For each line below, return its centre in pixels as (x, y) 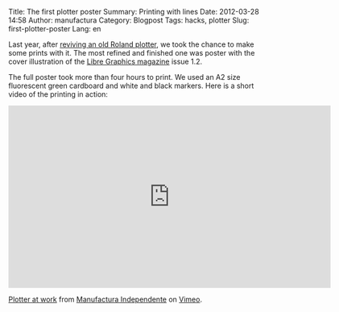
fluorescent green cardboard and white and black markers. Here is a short (131, 85)
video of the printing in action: (58, 94)
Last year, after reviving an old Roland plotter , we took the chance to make (131, 44)
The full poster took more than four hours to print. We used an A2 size (124, 77)
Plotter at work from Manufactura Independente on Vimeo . (105, 299)
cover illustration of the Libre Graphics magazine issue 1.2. (105, 61)
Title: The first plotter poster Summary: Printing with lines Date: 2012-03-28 (134, 12)
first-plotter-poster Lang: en (55, 29)
